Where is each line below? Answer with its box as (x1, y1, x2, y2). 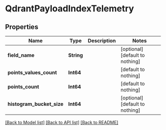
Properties (5, 23, 39, 31)
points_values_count (7, 69, 57, 76)
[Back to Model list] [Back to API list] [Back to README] (5, 120, 119, 125)
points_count (7, 84, 40, 90)
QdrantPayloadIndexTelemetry (5, 3, 134, 14)
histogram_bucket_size (7, 101, 64, 107)
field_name (7, 52, 35, 58)
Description (87, 38, 116, 44)
